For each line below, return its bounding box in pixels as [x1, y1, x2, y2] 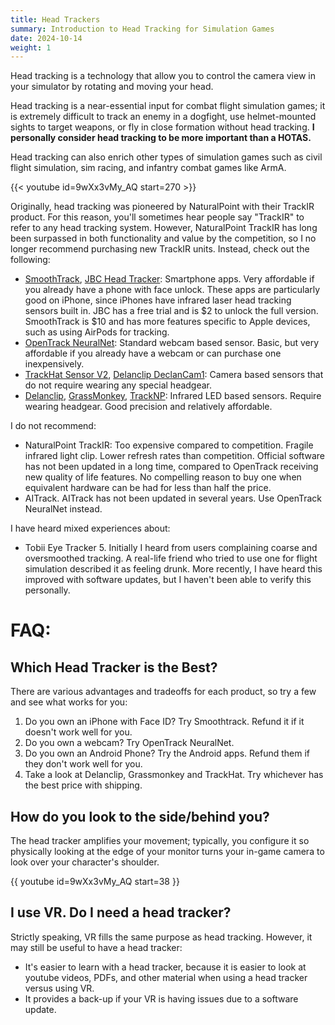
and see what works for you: [10, 696, 128, 708]
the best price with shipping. [24, 779, 143, 791]
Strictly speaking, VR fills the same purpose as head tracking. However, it [10, 931, 313, 943]
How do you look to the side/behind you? [10, 808, 270, 825]
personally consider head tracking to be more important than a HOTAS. [10, 132, 312, 144]
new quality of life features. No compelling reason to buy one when [24, 471, 302, 483]
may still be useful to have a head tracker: [10, 941, 183, 953]
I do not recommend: [10, 420, 97, 432]
